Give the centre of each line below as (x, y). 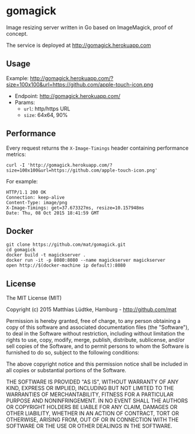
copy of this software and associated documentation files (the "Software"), (98, 327)
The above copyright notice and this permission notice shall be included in (97, 364)
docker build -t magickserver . (46, 255)
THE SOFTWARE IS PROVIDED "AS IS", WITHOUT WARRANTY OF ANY (92, 382)
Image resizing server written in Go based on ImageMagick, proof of (89, 27)
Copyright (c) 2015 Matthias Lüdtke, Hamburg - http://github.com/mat (91, 309)
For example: (22, 181)
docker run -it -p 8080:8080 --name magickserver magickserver (86, 260)
